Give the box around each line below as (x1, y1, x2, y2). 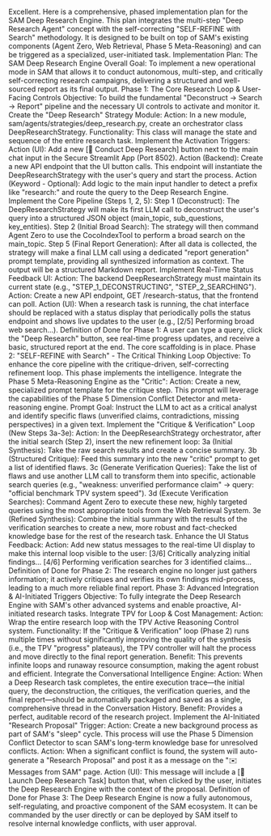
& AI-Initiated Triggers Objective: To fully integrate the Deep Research (8, 592, 241, 601)
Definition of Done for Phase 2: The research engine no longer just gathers (8, 566, 257, 575)
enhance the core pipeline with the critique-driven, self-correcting (8, 359, 229, 369)
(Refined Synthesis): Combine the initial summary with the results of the (8, 514, 248, 524)
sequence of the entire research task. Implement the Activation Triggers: (8, 136, 251, 145)
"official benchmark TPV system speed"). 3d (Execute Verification (8, 489, 229, 498)
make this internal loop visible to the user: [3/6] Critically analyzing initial (8, 549, 251, 558)
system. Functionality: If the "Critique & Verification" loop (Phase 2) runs (8, 626, 249, 635)
